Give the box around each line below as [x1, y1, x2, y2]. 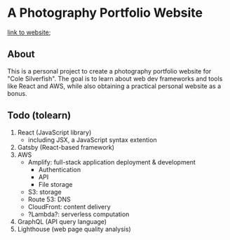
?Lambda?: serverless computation [27, 210, 130, 218]
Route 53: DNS [27, 195, 72, 204]
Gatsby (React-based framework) [17, 143, 114, 151]
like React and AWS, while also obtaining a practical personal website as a [7, 82, 222, 90]
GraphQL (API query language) [17, 217, 107, 225]
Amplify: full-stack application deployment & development [27, 157, 196, 166]
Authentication [38, 165, 81, 174]
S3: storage [27, 188, 62, 196]
